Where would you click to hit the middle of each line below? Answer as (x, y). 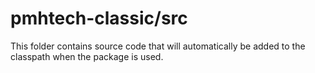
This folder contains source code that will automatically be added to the (158, 46)
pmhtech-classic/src (99, 18)
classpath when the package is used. (87, 56)
